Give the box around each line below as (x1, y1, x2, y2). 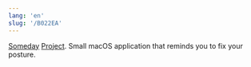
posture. (8, 49, 36, 59)
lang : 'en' (8, 11, 45, 20)
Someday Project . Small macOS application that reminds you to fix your (8, 41, 244, 50)
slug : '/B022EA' (8, 19, 62, 27)
